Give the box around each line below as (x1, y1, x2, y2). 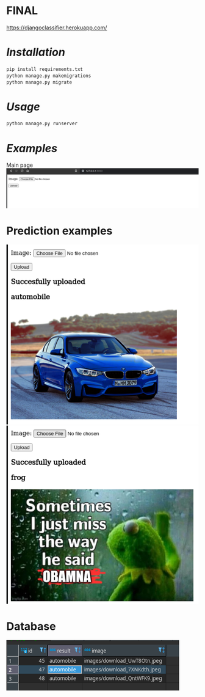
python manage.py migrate (6, 79, 72, 86)
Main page (6, 161, 34, 169)
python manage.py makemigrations (6, 73, 92, 79)
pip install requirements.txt (6, 66, 84, 72)
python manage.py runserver (6, 120, 78, 127)
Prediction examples (6, 224, 113, 238)
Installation (6, 45, 65, 59)
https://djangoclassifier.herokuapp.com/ (6, 24, 107, 31)
